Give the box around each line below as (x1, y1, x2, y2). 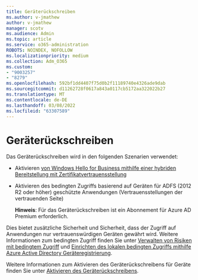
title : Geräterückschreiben (6, 8, 76, 15)
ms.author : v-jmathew (6, 14, 60, 20)
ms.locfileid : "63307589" (6, 108, 70, 114)
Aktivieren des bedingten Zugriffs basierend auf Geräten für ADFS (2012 (14, 182, 191, 190)
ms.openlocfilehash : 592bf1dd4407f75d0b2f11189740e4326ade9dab (6, 81, 166, 87)
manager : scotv (6, 25, 44, 31)
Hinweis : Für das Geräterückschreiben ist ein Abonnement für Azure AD (14, 206, 191, 214)
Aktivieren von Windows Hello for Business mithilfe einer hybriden (14, 164, 177, 172)
